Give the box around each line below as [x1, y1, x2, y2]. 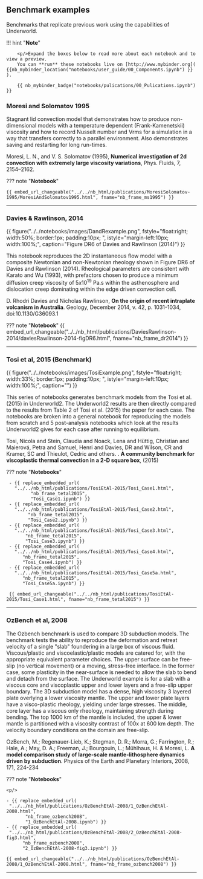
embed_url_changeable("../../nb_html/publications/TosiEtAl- [17, 591, 174, 597]
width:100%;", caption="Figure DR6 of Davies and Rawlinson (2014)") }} [6, 241, 185, 248]
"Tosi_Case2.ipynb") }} [28, 517, 88, 524]
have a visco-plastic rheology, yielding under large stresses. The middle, [6, 701, 187, 708]
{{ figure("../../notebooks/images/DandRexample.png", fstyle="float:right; [6, 228, 188, 235]
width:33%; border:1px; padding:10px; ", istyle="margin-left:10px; [6, 375, 169, 383]
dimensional [6, 122, 37, 129]
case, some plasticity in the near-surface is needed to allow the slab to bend [6, 668, 197, 676]
